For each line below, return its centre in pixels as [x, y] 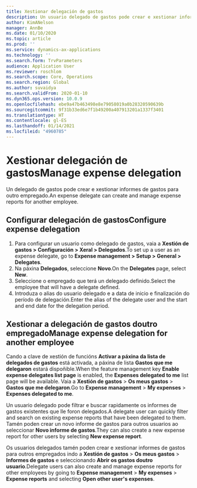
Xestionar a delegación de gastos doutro [82, 324]
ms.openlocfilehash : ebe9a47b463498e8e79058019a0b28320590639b [85, 104]
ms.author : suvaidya [31, 88]
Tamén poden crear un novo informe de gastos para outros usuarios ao [92, 424]
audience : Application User [40, 66]
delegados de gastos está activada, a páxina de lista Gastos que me [89, 363]
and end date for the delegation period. [62, 306]
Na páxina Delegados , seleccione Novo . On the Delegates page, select [100, 268]
